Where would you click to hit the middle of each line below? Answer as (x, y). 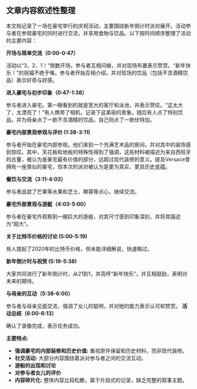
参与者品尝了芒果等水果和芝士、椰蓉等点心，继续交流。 (73, 191)
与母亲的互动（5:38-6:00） (40, 293)
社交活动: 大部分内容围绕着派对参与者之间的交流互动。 (80, 358)
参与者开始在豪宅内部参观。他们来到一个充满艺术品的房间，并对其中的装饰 (96, 144)
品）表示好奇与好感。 (32, 80)
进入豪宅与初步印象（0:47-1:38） (47, 92)
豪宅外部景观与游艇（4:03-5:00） (47, 204)
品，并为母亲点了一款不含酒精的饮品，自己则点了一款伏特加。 (81, 120)
